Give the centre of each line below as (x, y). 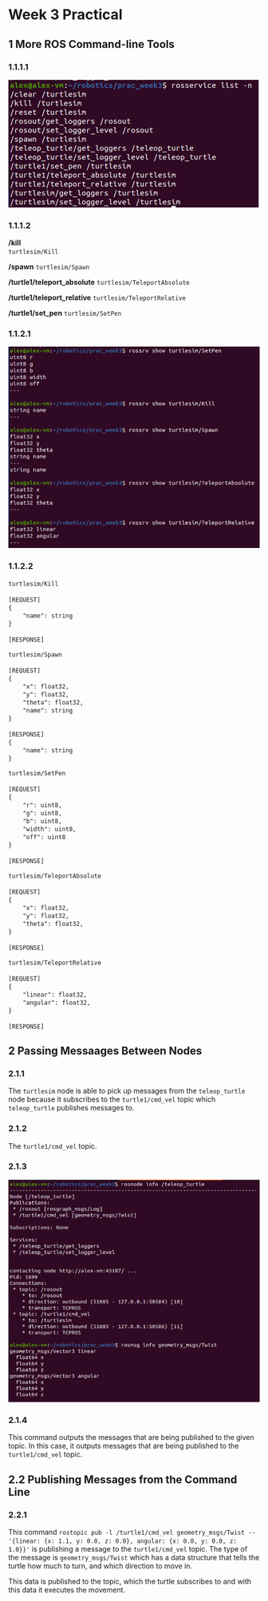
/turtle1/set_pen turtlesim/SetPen (65, 313)
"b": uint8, (42, 821)
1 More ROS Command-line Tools (92, 44)
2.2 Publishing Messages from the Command (123, 1479)
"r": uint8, (42, 805)
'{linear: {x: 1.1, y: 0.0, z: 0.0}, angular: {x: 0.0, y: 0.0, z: (123, 1541)
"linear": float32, (55, 995)
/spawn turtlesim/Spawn (49, 267)
